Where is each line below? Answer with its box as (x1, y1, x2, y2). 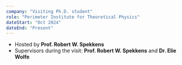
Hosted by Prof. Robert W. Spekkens (14, 41, 104, 48)
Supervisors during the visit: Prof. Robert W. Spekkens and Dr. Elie (14, 47, 177, 54)
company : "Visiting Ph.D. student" (6, 8, 93, 15)
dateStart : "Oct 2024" (6, 19, 61, 25)
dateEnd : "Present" (6, 25, 54, 31)
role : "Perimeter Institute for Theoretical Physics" (6, 14, 140, 20)
